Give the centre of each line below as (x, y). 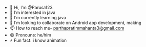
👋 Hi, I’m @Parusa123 (31, 7)
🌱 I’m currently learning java (38, 18)
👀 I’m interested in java (32, 12)
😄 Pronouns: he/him (30, 35)
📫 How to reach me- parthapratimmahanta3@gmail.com (67, 28)
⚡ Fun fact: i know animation (38, 40)
